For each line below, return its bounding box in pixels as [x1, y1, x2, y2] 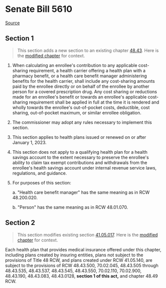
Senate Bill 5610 [5, 3, 73, 15]
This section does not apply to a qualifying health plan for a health [12, 149, 148, 155]
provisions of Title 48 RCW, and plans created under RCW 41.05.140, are [5, 257, 153, 263]
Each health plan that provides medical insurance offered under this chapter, [5, 246, 162, 252]
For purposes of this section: [12, 179, 71, 185]
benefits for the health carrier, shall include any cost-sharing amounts [12, 78, 155, 84]
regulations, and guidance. [12, 170, 67, 176]
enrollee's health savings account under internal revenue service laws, [12, 165, 157, 171]
